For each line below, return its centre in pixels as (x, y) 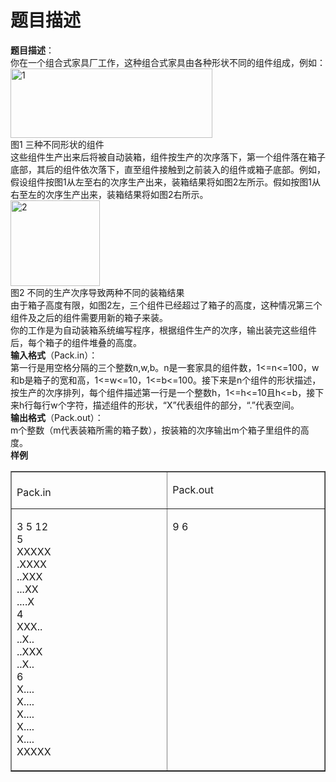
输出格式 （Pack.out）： (57, 417)
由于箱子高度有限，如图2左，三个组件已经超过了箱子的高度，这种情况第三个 (166, 305)
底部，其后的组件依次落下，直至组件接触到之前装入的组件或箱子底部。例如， (168, 169)
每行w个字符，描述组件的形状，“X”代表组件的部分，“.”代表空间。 (166, 405)
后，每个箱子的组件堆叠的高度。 (76, 342)
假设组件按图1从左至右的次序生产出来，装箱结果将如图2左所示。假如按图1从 (165, 182)
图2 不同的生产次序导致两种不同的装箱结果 (97, 292)
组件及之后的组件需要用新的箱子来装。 (89, 317)
